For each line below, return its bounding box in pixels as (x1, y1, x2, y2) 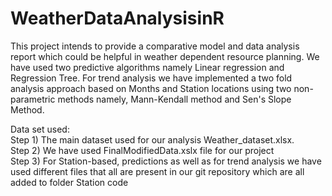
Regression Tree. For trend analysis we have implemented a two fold (10, 72, 293, 84)
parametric (10, 93, 56, 105)
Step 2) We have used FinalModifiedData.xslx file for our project (10, 144, 275, 156)
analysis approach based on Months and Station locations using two (10, 82, 292, 94)
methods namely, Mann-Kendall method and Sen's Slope (57, 93, 292, 105)
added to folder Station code (10, 176, 129, 188)
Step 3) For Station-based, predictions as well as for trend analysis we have (10, 155, 322, 167)
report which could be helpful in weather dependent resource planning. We (10, 50, 320, 62)
